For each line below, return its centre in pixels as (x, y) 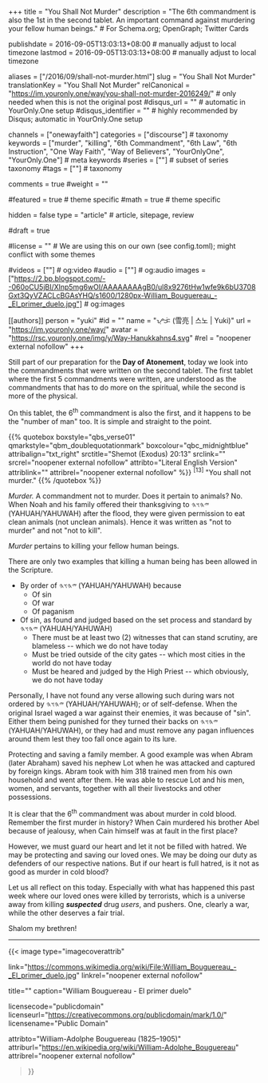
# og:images (104, 304)
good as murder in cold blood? (59, 872)
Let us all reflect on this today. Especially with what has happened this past (132, 887)
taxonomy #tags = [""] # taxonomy (65, 168)
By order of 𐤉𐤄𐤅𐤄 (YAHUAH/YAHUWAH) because (100, 585)
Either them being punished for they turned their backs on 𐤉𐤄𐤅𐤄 (113, 721)
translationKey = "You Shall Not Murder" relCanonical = (99, 85)
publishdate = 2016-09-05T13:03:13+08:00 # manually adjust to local (122, 44)
